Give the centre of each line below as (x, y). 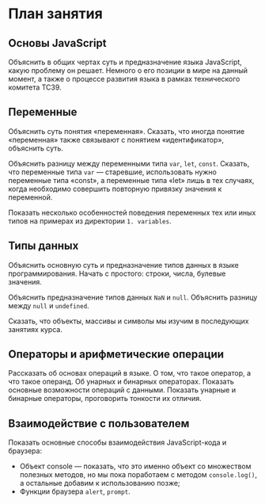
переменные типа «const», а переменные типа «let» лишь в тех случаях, (131, 180)
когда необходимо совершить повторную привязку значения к (115, 189)
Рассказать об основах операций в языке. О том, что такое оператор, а (130, 373)
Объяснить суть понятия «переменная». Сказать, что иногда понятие (127, 131)
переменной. (30, 197)
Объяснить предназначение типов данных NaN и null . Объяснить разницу (133, 297)
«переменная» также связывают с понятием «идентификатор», (116, 139)
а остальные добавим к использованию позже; (100, 483)
